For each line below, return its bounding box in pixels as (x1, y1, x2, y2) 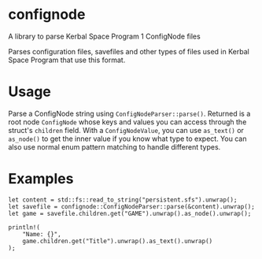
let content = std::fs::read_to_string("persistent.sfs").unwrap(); (8, 195, 238, 204)
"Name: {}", (22, 230, 61, 238)
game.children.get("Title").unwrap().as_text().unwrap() (22, 237, 213, 245)
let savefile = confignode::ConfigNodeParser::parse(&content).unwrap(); (8, 202, 256, 210)
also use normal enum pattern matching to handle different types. (8, 142, 221, 151)
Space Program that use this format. (8, 55, 126, 65)
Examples (8, 170, 74, 188)
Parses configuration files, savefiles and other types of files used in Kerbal (8, 46, 249, 56)
